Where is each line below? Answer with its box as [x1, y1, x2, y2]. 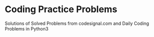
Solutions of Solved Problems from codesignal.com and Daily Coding [5, 20, 149, 26]
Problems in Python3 [5, 25, 49, 31]
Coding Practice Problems [5, 4, 117, 15]
